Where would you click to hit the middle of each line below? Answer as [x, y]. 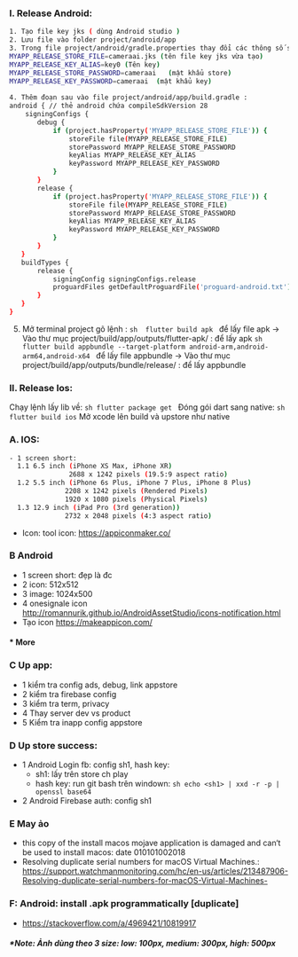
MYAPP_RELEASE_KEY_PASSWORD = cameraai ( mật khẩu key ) [111, 81]
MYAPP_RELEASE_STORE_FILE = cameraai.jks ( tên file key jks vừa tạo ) [137, 56]
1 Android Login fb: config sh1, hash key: [96, 765]
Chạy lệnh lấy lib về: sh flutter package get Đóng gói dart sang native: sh [147, 407]
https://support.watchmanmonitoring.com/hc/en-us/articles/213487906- [155, 871]
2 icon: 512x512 [51, 584]
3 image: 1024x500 [57, 593]
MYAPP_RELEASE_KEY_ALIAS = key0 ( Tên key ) [85, 65]
